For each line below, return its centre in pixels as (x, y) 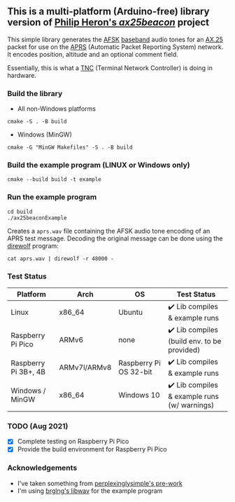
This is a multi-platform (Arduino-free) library (108, 12)
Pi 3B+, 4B (28, 372)
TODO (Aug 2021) (38, 426)
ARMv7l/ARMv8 (85, 367)
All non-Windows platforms (57, 109)
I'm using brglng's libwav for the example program (90, 491)
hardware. (22, 75)
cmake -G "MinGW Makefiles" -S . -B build (70, 148)
